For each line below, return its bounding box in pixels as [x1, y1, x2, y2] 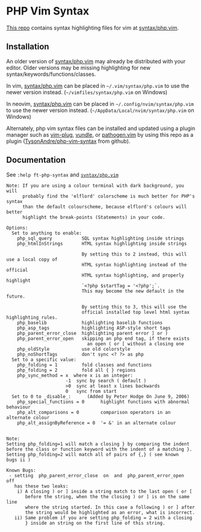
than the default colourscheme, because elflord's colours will [22, 204, 187, 210]
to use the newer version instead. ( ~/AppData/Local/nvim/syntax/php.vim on [6, 107, 194, 114]
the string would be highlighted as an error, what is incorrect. [25, 509, 196, 516]
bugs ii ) [6, 457, 31, 463]
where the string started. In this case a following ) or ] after [25, 504, 196, 510]
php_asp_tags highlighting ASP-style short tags [17, 325, 171, 331]
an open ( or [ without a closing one [87, 340, 185, 347]
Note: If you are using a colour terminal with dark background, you [6, 183, 185, 189]
